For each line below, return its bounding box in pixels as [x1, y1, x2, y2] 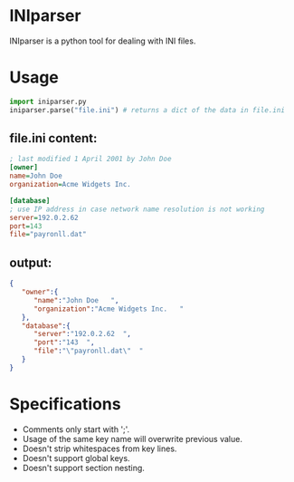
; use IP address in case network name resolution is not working [9, 205, 265, 214]
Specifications [9, 393, 121, 414]
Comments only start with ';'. [22, 423, 130, 435]
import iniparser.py [9, 97, 88, 106]
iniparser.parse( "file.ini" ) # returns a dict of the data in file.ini [9, 105, 285, 114]
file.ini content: [9, 130, 98, 146]
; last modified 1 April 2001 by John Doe [9, 155, 172, 164]
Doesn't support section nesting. [22, 462, 145, 473]
